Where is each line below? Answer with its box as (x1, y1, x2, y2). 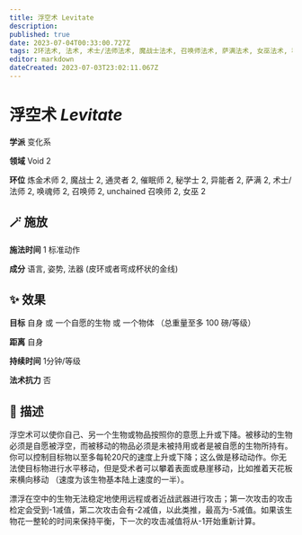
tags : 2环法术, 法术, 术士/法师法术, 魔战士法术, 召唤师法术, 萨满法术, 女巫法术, (9, 47, 289, 56)
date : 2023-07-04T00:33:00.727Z (9, 38, 130, 48)
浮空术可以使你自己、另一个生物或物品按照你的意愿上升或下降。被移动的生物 (9, 429, 293, 441)
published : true (9, 30, 70, 39)
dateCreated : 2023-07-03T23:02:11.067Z (9, 64, 159, 73)
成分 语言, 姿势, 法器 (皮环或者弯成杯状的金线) (9, 263, 179, 274)
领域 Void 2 (9, 155, 51, 166)
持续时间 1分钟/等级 (9, 356, 81, 367)
